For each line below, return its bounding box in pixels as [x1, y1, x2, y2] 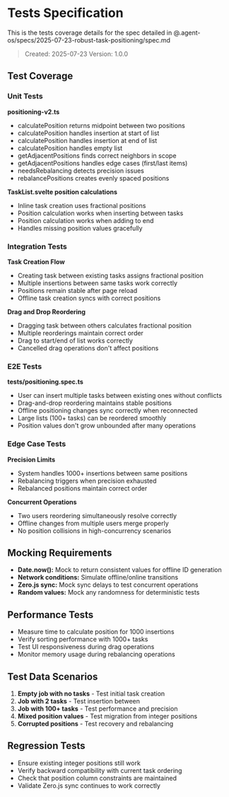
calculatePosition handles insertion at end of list [17, 136, 158, 144]
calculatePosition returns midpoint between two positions [17, 121, 185, 130]
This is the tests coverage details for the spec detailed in [7, 28, 172, 37]
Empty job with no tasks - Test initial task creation [17, 689, 165, 698]
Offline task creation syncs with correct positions [17, 294, 161, 302]
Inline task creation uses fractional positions [17, 201, 146, 210]
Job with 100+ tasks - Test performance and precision [17, 704, 178, 713]
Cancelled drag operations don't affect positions [17, 343, 159, 352]
